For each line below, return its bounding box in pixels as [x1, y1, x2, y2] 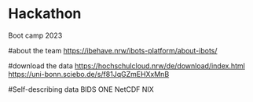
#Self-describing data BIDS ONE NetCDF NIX [8, 84, 155, 94]
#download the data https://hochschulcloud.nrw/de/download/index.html [8, 60, 245, 71]
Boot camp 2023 [8, 31, 63, 40]
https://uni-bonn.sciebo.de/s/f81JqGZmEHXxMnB [8, 69, 170, 78]
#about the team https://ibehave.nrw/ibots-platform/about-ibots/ [8, 46, 218, 55]
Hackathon [8, 5, 82, 23]
